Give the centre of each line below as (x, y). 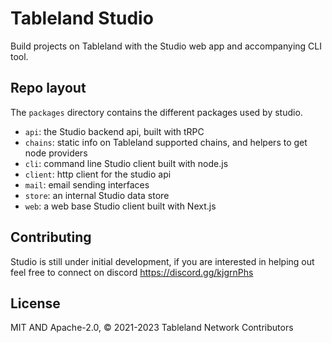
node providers (56, 153)
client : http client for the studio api (98, 174)
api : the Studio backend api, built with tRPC (114, 131)
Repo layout (48, 88)
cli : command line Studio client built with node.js (126, 163)
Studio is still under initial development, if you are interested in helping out (162, 261)
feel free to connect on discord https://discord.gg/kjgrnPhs (132, 272)
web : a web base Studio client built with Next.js (120, 206)
